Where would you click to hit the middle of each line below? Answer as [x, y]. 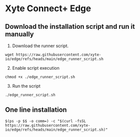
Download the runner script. [40, 46]
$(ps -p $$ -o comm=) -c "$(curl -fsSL [46, 121]
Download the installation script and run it [70, 27]
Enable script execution [36, 68]
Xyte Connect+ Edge [48, 9]
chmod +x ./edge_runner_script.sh [40, 77]
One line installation [36, 110]
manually [20, 34]
